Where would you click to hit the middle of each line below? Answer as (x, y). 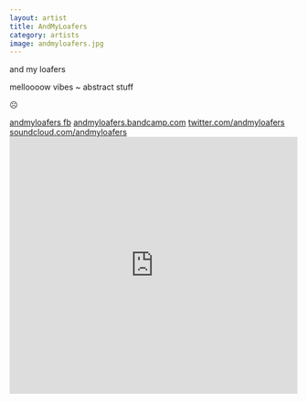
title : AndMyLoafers (49, 26)
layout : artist (38, 18)
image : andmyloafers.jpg (57, 43)
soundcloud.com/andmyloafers (69, 132)
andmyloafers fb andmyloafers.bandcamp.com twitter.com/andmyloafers (147, 122)
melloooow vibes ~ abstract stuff (72, 87)
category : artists (44, 35)
